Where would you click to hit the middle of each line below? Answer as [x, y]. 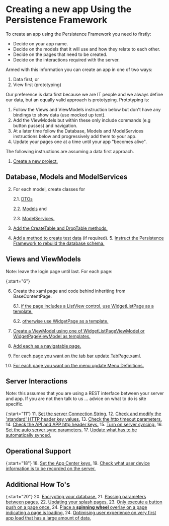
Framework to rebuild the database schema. [59, 243]
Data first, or [26, 79]
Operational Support [38, 451]
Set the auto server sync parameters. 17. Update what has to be [71, 430]
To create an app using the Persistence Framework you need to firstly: [78, 34]
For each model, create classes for [49, 189]
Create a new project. [35, 161]
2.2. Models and [30, 209]
